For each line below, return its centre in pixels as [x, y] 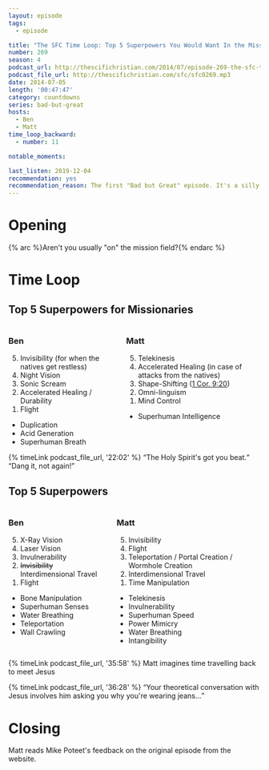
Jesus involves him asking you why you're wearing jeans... [105, 696]
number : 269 [28, 53]
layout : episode [35, 16]
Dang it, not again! [42, 466]
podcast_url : [30, 68]
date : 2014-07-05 [37, 82]
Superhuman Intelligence [179, 417]
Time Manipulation [159, 583]
